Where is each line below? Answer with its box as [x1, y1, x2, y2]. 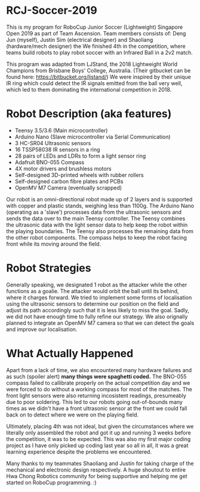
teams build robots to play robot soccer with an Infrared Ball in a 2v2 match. [6, 49, 193, 56]
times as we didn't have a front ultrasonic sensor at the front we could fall [6, 405, 187, 412]
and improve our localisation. [6, 325, 78, 333]
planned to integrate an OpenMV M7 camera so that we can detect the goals [6, 319, 195, 327]
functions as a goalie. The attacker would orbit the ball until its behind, [6, 287, 179, 294]
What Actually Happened [6, 347, 134, 360]
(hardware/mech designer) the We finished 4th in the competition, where [6, 43, 186, 50]
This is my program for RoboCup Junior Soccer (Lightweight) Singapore [6, 23, 183, 31]
